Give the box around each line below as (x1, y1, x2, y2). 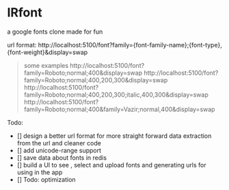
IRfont (7, 5, 42, 21)
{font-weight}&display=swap (7, 48, 88, 56)
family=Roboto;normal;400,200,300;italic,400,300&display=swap (23, 91, 208, 99)
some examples (23, 61, 69, 69)
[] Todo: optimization (16, 175, 77, 183)
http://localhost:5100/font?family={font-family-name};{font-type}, (38, 40, 222, 49)
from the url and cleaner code (16, 139, 101, 147)
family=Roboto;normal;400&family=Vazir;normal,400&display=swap (23, 105, 215, 113)
